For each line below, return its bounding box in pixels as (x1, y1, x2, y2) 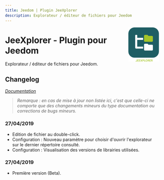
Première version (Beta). (12, 170, 61, 176)
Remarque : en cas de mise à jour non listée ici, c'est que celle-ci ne (17, 98, 155, 103)
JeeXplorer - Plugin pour (5, 35, 107, 46)
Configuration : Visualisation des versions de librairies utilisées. (12, 147, 140, 153)
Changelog (5, 75, 40, 83)
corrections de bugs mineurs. (17, 108, 77, 114)
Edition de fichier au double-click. (12, 131, 81, 137)
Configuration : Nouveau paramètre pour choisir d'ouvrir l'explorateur (12, 137, 152, 142)
